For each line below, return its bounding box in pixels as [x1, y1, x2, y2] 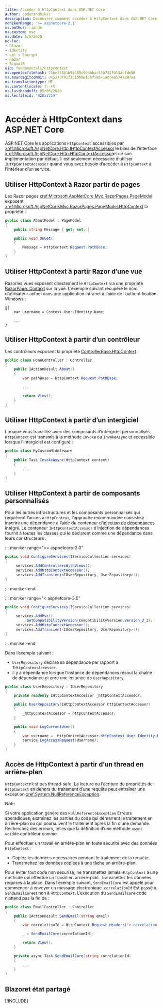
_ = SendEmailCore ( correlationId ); [22, 932, 95, 937]
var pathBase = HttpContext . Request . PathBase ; [22, 376, 118, 381]
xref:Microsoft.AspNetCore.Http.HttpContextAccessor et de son [5, 151, 132, 157]
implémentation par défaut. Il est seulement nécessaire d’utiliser [5, 156, 133, 162]
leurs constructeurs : [5, 535, 47, 541]
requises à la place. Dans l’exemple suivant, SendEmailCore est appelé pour [5, 880, 154, 885]
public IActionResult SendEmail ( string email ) [14, 914, 110, 919]
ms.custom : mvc [5, 30, 36, 35]
